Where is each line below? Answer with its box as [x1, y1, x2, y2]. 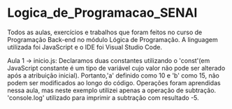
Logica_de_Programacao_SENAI [7, 5, 198, 21]
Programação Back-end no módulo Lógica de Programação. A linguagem [7, 35, 218, 43]
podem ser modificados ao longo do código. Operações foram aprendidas [7, 78, 222, 87]
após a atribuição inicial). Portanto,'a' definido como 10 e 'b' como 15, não [7, 71, 220, 80]
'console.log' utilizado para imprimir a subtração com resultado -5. [7, 93, 199, 102]
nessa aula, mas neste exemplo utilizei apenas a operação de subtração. [7, 86, 217, 94]
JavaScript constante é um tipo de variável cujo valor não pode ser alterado [7, 64, 226, 72]
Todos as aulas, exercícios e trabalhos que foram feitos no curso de [7, 28, 203, 36]
